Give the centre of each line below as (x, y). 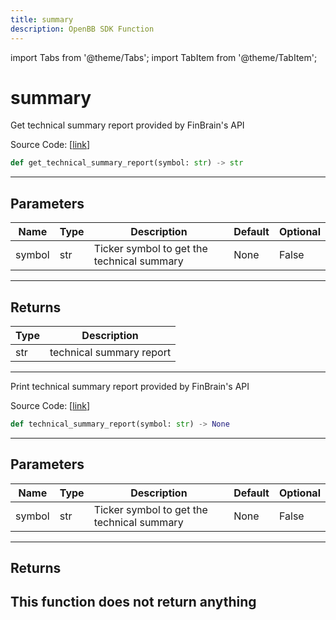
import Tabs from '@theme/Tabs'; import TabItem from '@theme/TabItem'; (164, 57)
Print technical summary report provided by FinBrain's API (130, 386)
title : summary (42, 19)
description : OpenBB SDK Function (82, 29)
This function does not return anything (133, 602)
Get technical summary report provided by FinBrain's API (127, 125)
